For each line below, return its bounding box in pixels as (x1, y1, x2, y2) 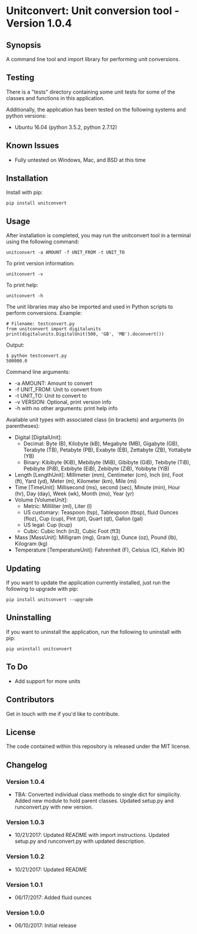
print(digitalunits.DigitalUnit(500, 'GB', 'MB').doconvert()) (6, 331, 165, 337)
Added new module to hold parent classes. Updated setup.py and (14, 797, 174, 804)
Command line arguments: (6, 368, 71, 375)
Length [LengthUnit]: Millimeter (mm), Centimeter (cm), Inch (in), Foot (14, 471, 183, 478)
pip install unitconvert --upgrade (6, 597, 94, 603)
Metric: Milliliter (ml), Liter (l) (23, 503, 92, 510)
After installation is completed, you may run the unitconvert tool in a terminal (6, 232, 191, 239)
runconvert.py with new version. (14, 803, 93, 810)
